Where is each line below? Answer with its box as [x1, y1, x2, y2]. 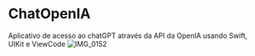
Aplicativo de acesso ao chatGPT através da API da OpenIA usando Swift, [8, 31, 248, 40]
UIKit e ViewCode [8, 39, 66, 48]
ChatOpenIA [8, 5, 91, 23]
